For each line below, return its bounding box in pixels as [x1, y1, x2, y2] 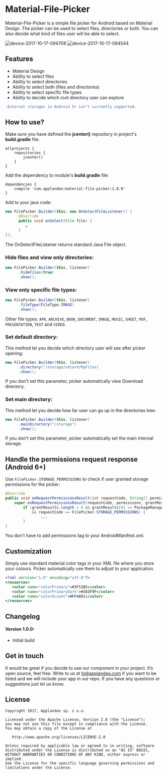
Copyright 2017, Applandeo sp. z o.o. [5, 709, 85, 714]
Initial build [12, 637, 35, 643]
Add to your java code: [5, 200, 52, 206]
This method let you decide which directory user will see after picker [5, 345, 146, 351]
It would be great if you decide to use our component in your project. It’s [5, 665, 153, 671]
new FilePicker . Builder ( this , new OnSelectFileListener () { [5, 209, 133, 214]
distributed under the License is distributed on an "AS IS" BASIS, [5, 748, 150, 753]
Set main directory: [5, 396, 53, 403]
